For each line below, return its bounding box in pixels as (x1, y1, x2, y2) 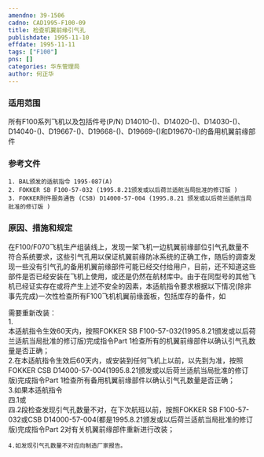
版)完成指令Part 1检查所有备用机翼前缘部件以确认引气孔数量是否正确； (8, 375, 236, 385)
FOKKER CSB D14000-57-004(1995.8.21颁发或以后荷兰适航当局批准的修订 (8, 365, 249, 374)
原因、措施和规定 (8, 223, 73, 234)
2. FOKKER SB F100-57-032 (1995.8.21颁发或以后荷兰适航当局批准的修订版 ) (8, 186, 238, 194)
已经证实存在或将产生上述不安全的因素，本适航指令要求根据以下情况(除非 (14, 281, 252, 291)
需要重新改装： (8, 308, 57, 317)
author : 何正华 (8, 70, 54, 78)
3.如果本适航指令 (8, 385, 63, 394)
